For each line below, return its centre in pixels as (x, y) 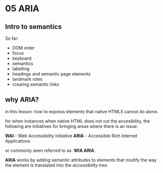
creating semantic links (36, 84)
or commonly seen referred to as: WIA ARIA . (50, 150)
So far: (12, 38)
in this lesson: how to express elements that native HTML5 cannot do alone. (82, 111)
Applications (18, 141)
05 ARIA (22, 9)
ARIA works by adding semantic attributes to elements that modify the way (81, 160)
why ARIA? (22, 100)
